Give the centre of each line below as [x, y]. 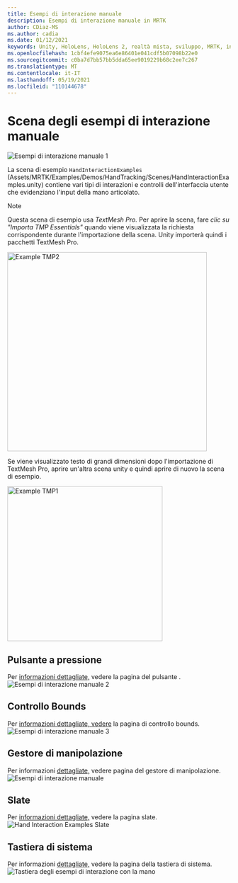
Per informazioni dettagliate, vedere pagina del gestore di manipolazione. [114, 770]
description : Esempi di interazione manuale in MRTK [87, 21]
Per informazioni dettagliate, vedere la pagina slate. [83, 817]
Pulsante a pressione [55, 660]
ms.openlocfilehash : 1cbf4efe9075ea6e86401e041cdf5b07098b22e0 [103, 54]
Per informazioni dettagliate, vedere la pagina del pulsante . [94, 677]
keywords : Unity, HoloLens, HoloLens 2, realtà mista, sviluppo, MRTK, [115, 47]
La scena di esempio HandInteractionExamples [75, 170]
